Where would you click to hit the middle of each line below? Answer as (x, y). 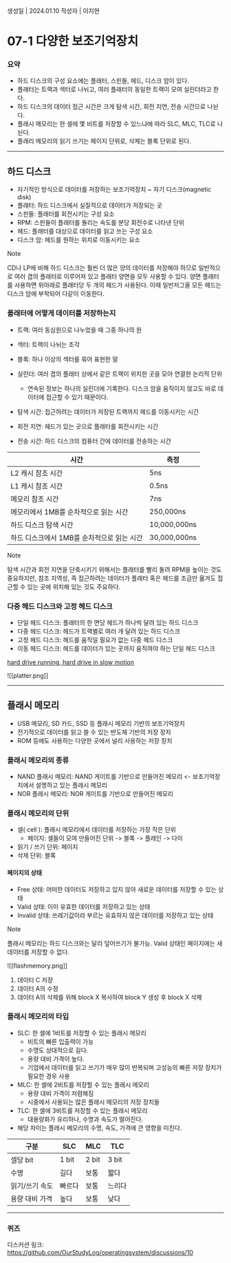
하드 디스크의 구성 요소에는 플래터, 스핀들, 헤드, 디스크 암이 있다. (103, 81)
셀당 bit (22, 1160)
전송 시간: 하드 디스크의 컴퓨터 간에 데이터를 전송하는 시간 (94, 441)
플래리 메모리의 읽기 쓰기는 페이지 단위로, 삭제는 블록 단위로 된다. (104, 141)
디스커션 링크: (26, 1245)
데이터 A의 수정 (37, 988)
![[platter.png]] (28, 675)
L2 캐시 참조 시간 (37, 473)
